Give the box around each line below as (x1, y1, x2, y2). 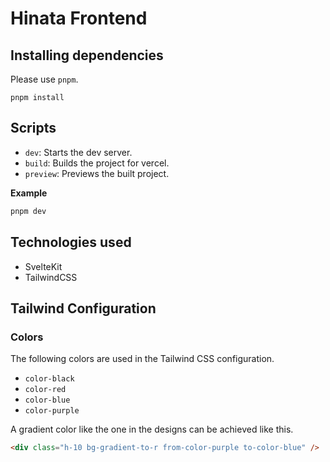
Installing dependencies (10, 47, 164, 64)
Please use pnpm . (10, 73, 79, 85)
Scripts (10, 120, 57, 137)
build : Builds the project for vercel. (24, 157, 170, 169)
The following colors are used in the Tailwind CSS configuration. (10, 353, 275, 365)
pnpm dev (10, 206, 47, 216)
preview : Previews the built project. (24, 167, 170, 179)
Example (10, 187, 48, 199)
